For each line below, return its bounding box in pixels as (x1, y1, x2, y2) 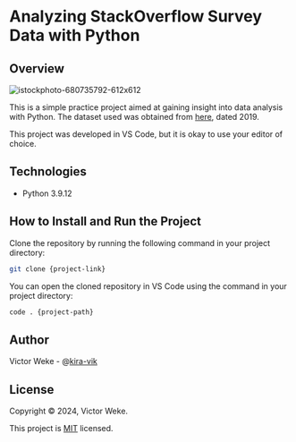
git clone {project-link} (9, 264, 106, 274)
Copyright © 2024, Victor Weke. (9, 405, 128, 416)
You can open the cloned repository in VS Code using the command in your (9, 280, 288, 292)
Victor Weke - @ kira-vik (9, 356, 98, 367)
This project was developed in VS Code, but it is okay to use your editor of (9, 129, 283, 140)
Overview (9, 61, 65, 76)
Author (9, 332, 49, 347)
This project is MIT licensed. (9, 423, 114, 433)
